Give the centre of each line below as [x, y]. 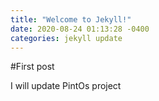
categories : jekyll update [66, 38]
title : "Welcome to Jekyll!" [71, 19]
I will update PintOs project [66, 86]
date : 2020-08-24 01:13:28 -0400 [80, 29]
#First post [32, 67]
